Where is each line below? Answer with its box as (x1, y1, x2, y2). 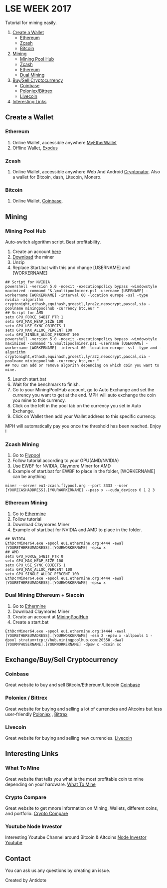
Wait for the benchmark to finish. (12, 381, 80, 387)
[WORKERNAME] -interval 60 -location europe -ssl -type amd (29, 345, 157, 350)
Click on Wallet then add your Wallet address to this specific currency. (12, 413, 157, 419)
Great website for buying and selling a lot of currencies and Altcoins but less (5, 706, 163, 712)
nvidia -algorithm (5, 297, 43, 302)
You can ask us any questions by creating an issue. (5, 867, 111, 873)
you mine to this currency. (12, 397, 66, 403)
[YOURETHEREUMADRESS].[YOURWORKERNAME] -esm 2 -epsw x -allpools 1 (5, 633, 149, 638)
